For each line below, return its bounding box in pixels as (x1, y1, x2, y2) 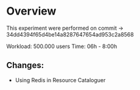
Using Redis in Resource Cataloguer (15, 76, 106, 83)
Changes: (6, 60, 44, 71)
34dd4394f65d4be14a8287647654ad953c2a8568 (6, 30, 134, 38)
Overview (6, 4, 57, 18)
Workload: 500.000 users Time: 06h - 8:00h (6, 43, 117, 50)
